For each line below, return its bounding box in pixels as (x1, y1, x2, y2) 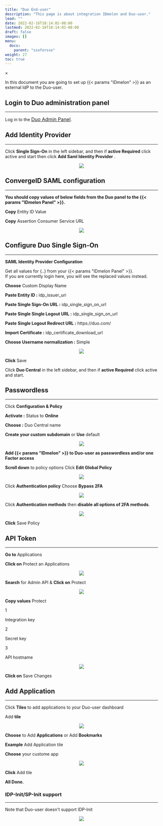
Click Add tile (5, 769, 33, 775)
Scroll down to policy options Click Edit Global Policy (5, 465, 112, 470)
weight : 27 (5, 52, 27, 57)
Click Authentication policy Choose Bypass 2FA (5, 483, 103, 489)
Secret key (5, 636, 27, 642)
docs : (9, 43, 21, 48)
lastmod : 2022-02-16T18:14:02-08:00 (5, 25, 79, 30)
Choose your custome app (5, 751, 59, 757)
